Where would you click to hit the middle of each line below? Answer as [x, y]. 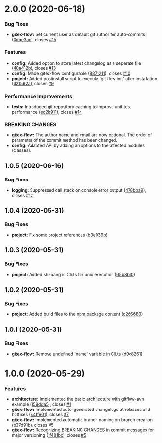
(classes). [21, 150]
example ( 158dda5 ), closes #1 [41, 404]
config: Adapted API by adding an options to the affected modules [78, 145]
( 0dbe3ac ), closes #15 [34, 40]
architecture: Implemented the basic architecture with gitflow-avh [78, 399]
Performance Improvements [39, 96]
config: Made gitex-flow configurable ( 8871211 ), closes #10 [71, 73]
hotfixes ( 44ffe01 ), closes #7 [40, 415]
